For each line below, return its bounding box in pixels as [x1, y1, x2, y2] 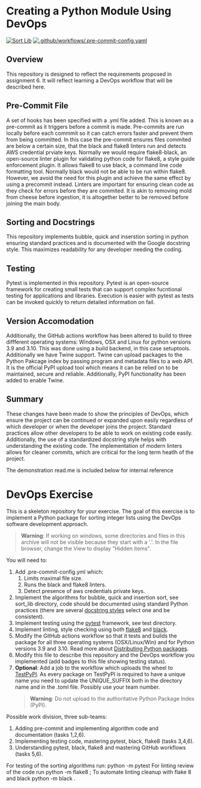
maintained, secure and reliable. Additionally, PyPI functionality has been [6, 370, 186, 377]
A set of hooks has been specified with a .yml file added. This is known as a [6, 116, 194, 124]
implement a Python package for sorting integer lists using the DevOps [6, 513, 181, 521]
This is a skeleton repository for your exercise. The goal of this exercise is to [6, 507, 195, 515]
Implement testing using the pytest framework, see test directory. [14, 619, 177, 627]
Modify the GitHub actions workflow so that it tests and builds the [14, 632, 177, 639]
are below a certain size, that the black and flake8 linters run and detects [6, 142, 187, 149]
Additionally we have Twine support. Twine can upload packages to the [6, 351, 183, 358]
